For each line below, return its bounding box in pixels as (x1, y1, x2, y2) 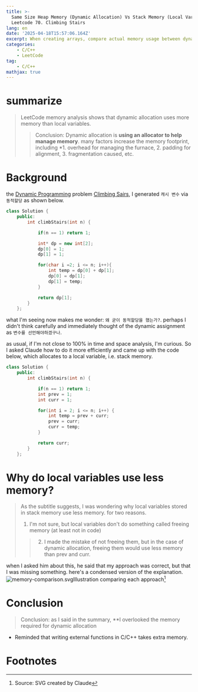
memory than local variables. (20, 120, 91, 127)
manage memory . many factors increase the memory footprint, (35, 138, 190, 145)
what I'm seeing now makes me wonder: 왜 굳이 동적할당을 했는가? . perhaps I (6, 316, 187, 323)
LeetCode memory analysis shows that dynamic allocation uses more (20, 114, 190, 121)
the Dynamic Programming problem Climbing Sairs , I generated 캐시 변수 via (6, 191, 189, 198)
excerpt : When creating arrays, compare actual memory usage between (6, 36, 181, 42)
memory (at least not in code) (29, 527, 101, 534)
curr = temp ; (48, 424, 81, 430)
